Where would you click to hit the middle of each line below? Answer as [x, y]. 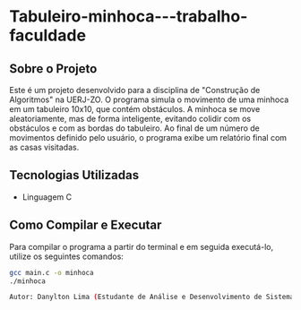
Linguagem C [47, 197]
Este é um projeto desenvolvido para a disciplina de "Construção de [135, 90]
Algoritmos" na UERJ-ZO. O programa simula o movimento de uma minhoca [149, 99]
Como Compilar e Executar [86, 225]
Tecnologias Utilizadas [74, 175]
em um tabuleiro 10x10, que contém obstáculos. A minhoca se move [135, 109]
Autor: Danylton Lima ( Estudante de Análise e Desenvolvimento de [136, 297]
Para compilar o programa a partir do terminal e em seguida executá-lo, [142, 246]
